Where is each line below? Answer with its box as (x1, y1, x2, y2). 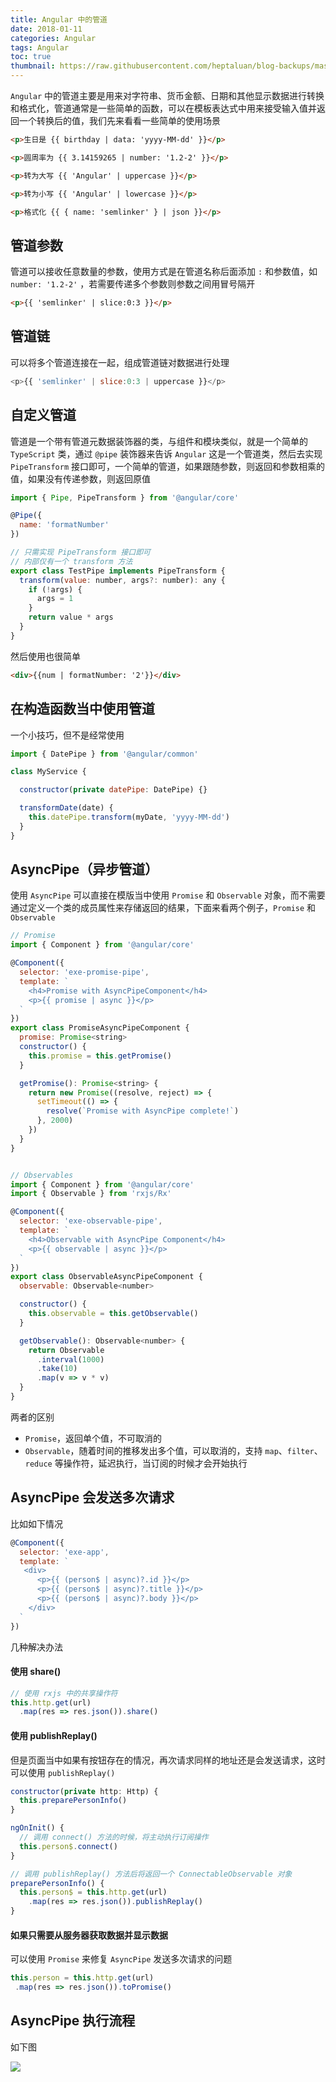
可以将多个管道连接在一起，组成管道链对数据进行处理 (10, 356, 230, 368)
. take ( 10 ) (36, 1364, 78, 1374)
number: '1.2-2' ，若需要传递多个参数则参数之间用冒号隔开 (10, 278, 256, 290)
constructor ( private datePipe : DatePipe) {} (19, 785, 208, 795)
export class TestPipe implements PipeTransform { (10, 566, 226, 576)
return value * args (28, 612, 114, 623)
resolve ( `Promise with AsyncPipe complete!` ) (46, 1106, 240, 1116)
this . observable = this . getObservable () (28, 1309, 199, 1319)
